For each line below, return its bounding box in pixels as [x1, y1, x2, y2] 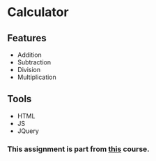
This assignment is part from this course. [7, 144, 150, 154]
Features [7, 32, 47, 44]
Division [17, 66, 40, 73]
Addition [17, 50, 42, 59]
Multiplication [17, 73, 57, 81]
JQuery [17, 127, 40, 135]
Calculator [7, 4, 69, 20]
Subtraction [17, 58, 51, 66]
